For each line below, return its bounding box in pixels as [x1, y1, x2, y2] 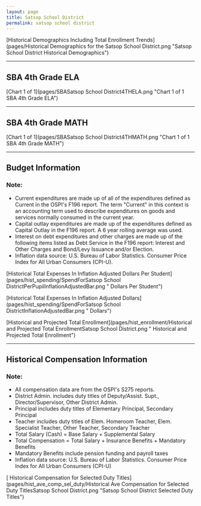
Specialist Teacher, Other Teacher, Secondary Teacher [14, 424, 150, 432]
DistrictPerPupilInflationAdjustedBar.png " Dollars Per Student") [6, 283, 163, 290]
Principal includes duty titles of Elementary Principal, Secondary [14, 405, 173, 412]
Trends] [135, 37, 155, 44]
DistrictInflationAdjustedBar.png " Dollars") [6, 307, 112, 314]
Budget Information [6, 163, 81, 173]
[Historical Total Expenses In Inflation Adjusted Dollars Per [6, 270, 150, 277]
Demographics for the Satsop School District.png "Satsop [50, 43, 192, 50]
